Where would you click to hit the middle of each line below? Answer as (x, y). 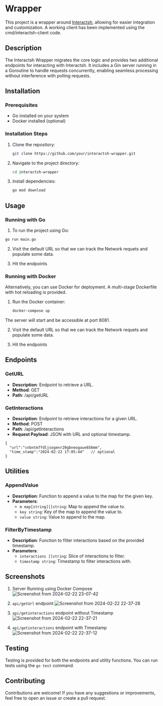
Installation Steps (27, 134)
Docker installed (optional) (39, 121)
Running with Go (25, 219)
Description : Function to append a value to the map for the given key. (82, 496)
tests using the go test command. (40, 665)
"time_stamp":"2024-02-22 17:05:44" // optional (62, 452)
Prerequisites (21, 105)
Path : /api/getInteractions (38, 429)
